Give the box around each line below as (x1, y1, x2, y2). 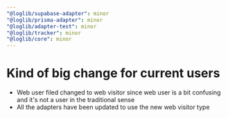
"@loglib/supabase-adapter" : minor (6, 10, 109, 17)
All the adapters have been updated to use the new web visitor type (16, 103, 210, 111)
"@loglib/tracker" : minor (6, 29, 81, 37)
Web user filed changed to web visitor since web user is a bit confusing (16, 88, 221, 97)
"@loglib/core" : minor (6, 36, 72, 43)
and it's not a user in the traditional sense (16, 96, 135, 104)
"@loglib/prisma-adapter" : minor (6, 17, 103, 23)
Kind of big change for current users (6, 66, 220, 81)
